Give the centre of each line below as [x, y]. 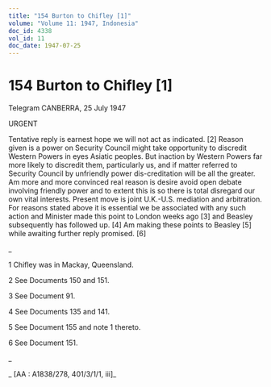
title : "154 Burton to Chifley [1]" [70, 16]
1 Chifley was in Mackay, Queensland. [71, 265]
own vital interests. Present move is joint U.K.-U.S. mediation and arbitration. [135, 199]
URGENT [23, 124]
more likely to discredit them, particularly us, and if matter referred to [123, 165]
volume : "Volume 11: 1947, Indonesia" [73, 23]
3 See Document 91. [42, 296]
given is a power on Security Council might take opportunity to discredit [128, 148]
